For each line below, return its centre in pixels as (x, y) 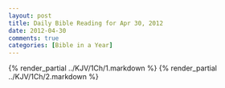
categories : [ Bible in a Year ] (61, 46)
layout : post (30, 16)
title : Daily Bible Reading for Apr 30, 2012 (86, 23)
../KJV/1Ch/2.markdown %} (53, 77)
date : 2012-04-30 (37, 30)
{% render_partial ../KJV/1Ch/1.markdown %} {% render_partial (112, 68)
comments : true (34, 38)
